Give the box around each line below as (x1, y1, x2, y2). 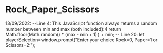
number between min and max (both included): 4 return (5, 25, 121, 32)
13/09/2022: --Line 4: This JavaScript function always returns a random (5, 20, 157, 26)
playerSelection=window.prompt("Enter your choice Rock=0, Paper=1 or (5, 37, 158, 43)
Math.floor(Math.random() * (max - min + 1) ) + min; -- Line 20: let (5, 31, 145, 37)
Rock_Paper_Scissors (5, 4, 100, 15)
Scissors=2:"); (5, 42, 36, 48)
